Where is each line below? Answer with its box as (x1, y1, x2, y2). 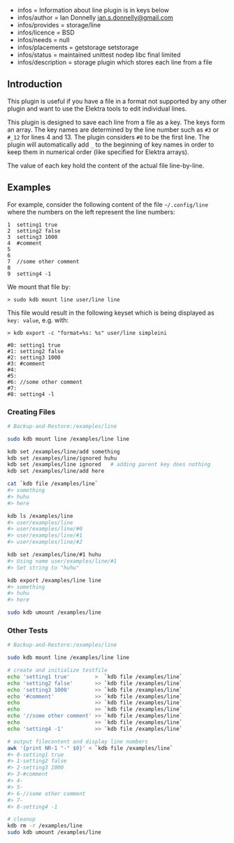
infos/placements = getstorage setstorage (17, 43, 139, 51)
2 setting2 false (7, 227, 61, 234)
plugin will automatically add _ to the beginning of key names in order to (7, 140, 214, 149)
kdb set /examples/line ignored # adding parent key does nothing (7, 461, 211, 468)
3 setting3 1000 (7, 233, 58, 240)
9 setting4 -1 (7, 270, 52, 277)
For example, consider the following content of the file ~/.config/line (7, 200, 208, 209)
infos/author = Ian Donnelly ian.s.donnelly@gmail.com (17, 13, 173, 22)
